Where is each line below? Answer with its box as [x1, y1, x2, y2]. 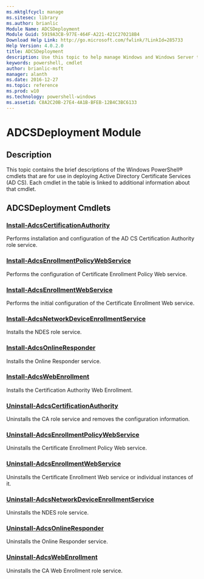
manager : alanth [6, 71, 47, 77]
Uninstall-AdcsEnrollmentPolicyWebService [6, 431, 140, 439]
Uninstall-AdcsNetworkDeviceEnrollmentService [6, 495, 155, 504]
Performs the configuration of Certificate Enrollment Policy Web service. [6, 270, 187, 277]
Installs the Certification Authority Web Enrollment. [6, 386, 133, 394]
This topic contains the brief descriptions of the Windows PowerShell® [6, 165, 183, 173]
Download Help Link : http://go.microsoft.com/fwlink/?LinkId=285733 [6, 37, 183, 43]
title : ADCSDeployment [6, 49, 64, 55]
